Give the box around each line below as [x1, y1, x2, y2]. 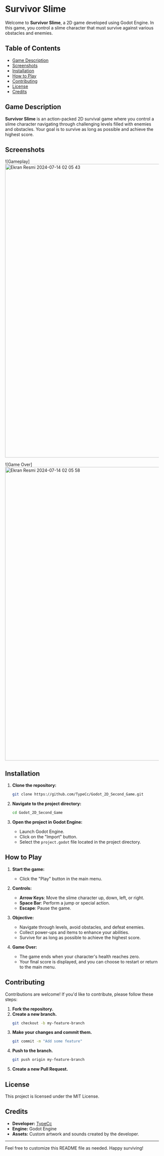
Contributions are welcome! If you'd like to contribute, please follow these [5, 991, 154, 997]
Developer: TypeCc [12, 1120, 52, 1126]
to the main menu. [19, 964, 56, 970]
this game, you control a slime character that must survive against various [5, 25, 154, 30]
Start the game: [12, 866, 45, 872]
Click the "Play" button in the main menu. [19, 876, 102, 881]
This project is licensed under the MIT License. [5, 1093, 100, 1099]
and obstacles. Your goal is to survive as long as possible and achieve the [5, 126, 154, 132]
